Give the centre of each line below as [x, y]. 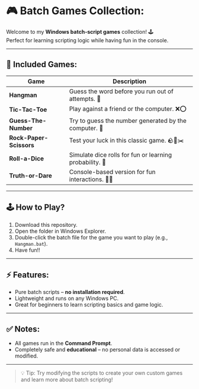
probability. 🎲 [88, 162]
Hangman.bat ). [31, 243]
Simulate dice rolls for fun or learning [121, 154]
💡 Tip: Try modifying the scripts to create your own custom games [102, 373]
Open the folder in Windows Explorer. [60, 231]
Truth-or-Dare [31, 175]
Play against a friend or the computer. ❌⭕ [128, 109]
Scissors [22, 145]
